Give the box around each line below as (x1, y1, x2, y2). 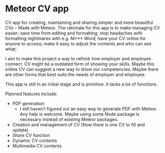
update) (12, 127, 29, 133)
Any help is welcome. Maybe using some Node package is (19, 111, 140, 117)
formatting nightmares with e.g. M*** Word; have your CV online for (5, 35, 146, 41)
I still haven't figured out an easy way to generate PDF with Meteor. (19, 106, 158, 112)
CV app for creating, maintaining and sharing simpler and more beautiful (5, 19, 153, 25)
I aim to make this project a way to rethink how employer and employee (5, 55, 151, 61)
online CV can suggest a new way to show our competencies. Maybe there (5, 66, 159, 72)
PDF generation (12, 100, 45, 106)
